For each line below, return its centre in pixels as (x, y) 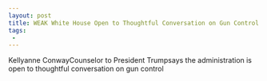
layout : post (30, 15)
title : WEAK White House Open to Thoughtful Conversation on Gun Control (134, 23)
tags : (17, 30)
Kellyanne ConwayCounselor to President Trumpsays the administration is (130, 60)
